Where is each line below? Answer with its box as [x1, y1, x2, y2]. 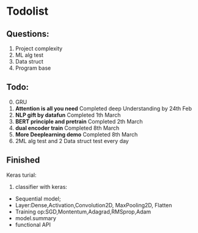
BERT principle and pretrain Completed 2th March [15, 117, 143, 125]
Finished [6, 155, 40, 166]
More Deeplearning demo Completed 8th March [15, 130, 138, 138]
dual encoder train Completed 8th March [15, 124, 120, 131]
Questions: [6, 29, 50, 39]
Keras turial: [6, 171, 37, 179]
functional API [15, 221, 51, 228]
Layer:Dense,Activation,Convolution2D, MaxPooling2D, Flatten [15, 201, 172, 209]
